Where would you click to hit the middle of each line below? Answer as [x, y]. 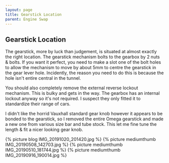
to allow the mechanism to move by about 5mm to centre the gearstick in [81, 68]
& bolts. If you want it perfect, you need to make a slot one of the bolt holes [83, 62]
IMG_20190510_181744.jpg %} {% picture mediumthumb [63, 150]
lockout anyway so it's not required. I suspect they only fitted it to [73, 99]
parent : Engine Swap [27, 19]
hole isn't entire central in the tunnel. [43, 78]
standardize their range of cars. [38, 104]
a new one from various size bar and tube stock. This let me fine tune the [81, 124]
